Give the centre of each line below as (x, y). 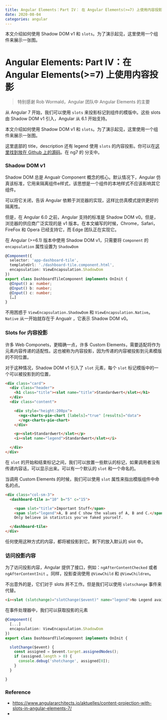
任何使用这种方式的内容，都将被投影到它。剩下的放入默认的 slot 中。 (75, 541)
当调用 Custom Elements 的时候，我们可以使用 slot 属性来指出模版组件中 (80, 479)
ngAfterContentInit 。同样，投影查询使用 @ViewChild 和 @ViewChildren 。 (80, 574)
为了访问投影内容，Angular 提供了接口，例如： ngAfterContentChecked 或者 (81, 567)
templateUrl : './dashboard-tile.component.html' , (62, 265)
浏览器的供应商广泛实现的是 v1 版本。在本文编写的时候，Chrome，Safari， (82, 223)
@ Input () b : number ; (31, 288)
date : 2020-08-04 (23, 14)
